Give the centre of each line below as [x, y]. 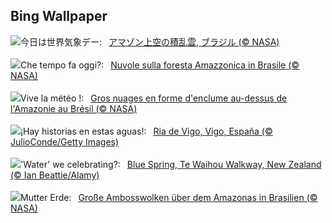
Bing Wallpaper [59, 16]
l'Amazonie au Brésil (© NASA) [74, 108]
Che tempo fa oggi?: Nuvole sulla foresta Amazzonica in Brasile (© [160, 65]
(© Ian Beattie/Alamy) [55, 175]
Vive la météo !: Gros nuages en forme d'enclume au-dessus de [154, 98]
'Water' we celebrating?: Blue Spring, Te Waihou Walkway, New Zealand [171, 164]
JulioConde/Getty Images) [65, 141]
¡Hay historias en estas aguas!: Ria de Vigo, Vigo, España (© [146, 131]
